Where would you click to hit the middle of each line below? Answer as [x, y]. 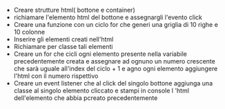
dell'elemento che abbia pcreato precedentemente [86, 98]
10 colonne [29, 32]
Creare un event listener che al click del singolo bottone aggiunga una [113, 83]
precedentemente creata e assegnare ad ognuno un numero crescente [114, 61]
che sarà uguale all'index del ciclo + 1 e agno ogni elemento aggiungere [116, 69]
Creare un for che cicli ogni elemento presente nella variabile [100, 54]
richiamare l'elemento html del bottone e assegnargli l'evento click [108, 17]
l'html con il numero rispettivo [56, 76]
